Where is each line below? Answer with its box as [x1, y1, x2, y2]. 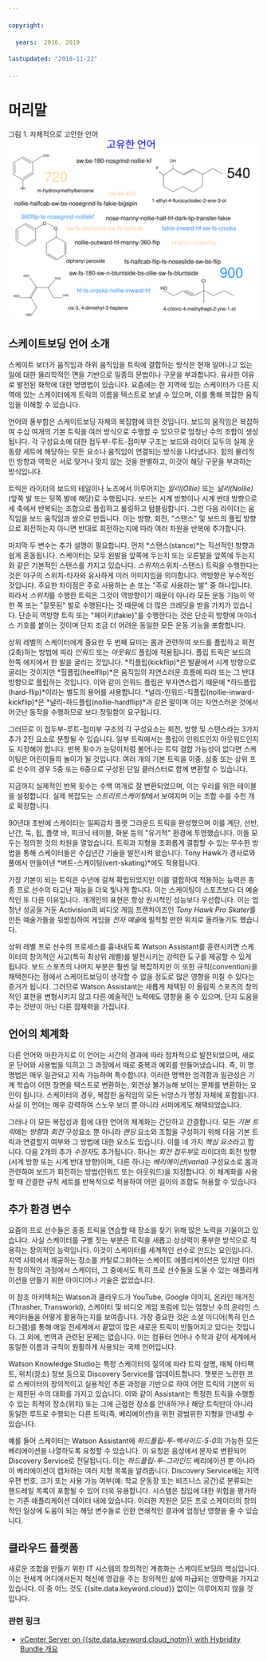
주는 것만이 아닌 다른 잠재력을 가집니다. [8, 1001, 130, 1011]
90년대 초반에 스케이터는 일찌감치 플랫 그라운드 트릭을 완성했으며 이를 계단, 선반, [8, 818, 259, 827]
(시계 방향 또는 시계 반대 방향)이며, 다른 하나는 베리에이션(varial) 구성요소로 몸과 [8, 1156, 258, 1166]
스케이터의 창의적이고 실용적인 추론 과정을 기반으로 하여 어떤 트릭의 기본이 [16, 1378, 247, 1389]
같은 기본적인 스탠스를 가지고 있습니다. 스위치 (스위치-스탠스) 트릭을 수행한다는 [16, 560, 259, 570]
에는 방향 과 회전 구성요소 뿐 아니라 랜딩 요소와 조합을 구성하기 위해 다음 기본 [14, 1127, 251, 1136]
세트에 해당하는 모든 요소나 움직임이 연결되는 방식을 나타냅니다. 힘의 [22, 446, 234, 456]
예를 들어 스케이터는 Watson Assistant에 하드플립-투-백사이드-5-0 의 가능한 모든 [8, 1436, 259, 1445]
